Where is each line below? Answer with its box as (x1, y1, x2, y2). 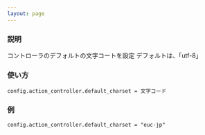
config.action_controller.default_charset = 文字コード (7, 88, 167, 95)
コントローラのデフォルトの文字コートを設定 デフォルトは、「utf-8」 (7, 51, 202, 60)
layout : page (7, 10, 45, 17)
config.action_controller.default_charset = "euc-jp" (7, 121, 166, 128)
